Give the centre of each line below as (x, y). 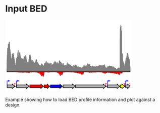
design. (13, 105)
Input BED (26, 9)
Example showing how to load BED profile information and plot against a (80, 100)
